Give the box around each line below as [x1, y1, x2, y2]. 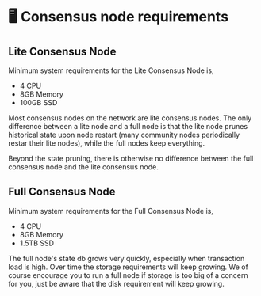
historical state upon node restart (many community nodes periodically [8, 130, 240, 139]
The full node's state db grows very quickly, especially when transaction [8, 253, 245, 263]
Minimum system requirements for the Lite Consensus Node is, [8, 66, 214, 75]
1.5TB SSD [19, 238, 54, 248]
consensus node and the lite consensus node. [8, 162, 159, 172]
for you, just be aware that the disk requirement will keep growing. [8, 279, 225, 288]
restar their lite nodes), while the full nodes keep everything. [8, 139, 205, 148]
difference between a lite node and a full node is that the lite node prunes [8, 122, 248, 131]
